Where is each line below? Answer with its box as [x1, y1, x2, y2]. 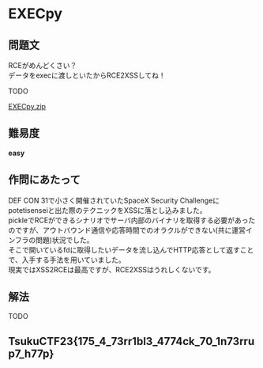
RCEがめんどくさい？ [8, 61, 77, 70]
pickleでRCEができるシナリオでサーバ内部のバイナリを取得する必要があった [8, 215, 256, 225]
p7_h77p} [8, 347, 54, 360]
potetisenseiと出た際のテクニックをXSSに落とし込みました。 [8, 205, 207, 214]
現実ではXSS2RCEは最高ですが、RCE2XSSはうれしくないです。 [8, 264, 216, 274]
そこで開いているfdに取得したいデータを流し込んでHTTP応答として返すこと [8, 245, 254, 254]
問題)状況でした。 [35, 235, 94, 245]
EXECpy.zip [8, 102, 46, 111]
